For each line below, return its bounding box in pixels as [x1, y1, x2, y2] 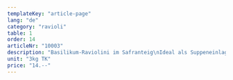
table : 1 [7, 29, 33, 37]
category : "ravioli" [7, 23, 67, 30]
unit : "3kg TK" [7, 56, 51, 63]
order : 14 [7, 36, 36, 43]
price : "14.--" [7, 62, 51, 69]
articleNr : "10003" [7, 42, 64, 49]
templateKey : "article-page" [7, 10, 92, 17]
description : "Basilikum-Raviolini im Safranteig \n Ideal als [7, 49, 188, 56]
